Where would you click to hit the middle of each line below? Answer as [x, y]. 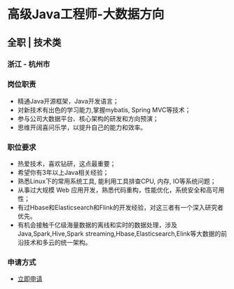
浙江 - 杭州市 [29, 64]
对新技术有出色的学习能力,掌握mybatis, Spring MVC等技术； [104, 110]
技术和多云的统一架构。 [57, 243]
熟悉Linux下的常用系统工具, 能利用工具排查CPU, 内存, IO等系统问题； [117, 181]
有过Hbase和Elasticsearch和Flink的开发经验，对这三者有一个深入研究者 [121, 208]
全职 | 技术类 [34, 42]
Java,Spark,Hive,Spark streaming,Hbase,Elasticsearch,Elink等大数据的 [119, 234]
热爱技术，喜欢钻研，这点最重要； [67, 164]
